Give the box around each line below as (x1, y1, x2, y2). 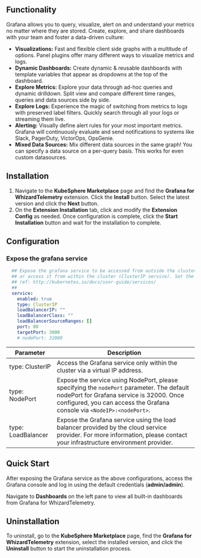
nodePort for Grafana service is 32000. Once (56, 390, 184, 399)
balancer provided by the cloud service (56, 423, 167, 431)
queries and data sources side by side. (14, 96, 111, 103)
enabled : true (17, 296, 52, 302)
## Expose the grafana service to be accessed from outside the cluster (11, 268, 197, 274)
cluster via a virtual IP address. (56, 366, 143, 374)
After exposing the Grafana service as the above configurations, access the (6, 475, 193, 482)
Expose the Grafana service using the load (56, 416, 176, 424)
